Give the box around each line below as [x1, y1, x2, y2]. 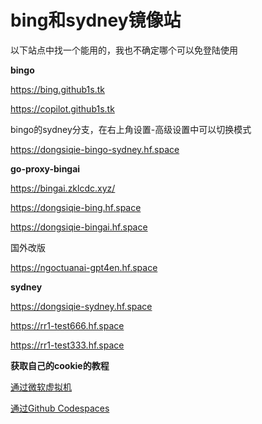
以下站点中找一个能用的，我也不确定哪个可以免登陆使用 [10, 44, 238, 56]
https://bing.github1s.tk [10, 83, 105, 95]
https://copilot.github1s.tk [10, 102, 115, 115]
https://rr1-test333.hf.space [10, 339, 125, 351]
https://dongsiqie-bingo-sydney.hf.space [10, 143, 180, 155]
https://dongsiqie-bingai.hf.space [10, 221, 148, 233]
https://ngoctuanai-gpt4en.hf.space [10, 261, 158, 273]
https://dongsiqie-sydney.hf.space [10, 300, 153, 312]
